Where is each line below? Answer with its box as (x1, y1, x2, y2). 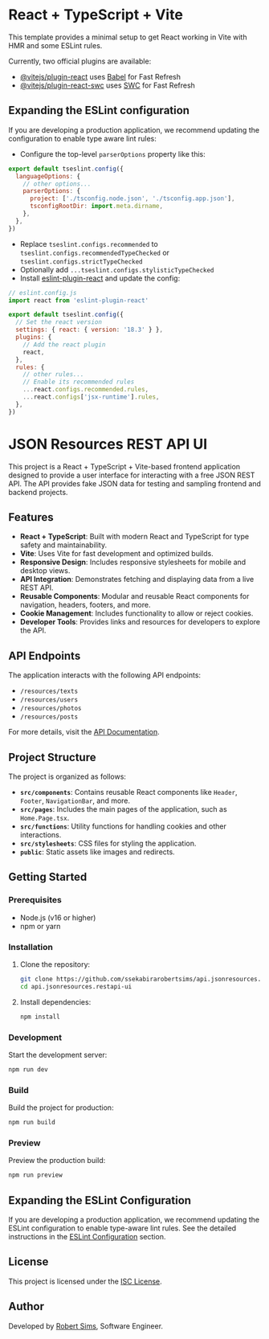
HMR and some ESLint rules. (8, 40, 103, 50)
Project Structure (8, 750, 96, 764)
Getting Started (8, 870, 88, 884)
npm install (19, 1013, 60, 1021)
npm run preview (8, 1171, 63, 1179)
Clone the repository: (19, 959, 91, 969)
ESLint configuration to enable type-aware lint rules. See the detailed (8, 1223, 237, 1233)
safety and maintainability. (19, 540, 107, 550)
